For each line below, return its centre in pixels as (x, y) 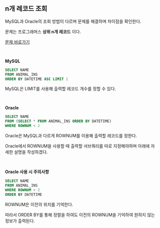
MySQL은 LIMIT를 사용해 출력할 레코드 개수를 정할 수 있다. (61, 89)
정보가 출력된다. (20, 221)
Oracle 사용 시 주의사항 (27, 172)
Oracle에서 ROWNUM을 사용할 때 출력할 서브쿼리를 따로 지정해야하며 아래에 (77, 146)
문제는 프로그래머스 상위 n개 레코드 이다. (43, 32)
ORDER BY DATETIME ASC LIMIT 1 (37, 79)
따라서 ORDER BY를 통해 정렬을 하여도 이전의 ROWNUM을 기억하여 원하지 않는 (80, 214)
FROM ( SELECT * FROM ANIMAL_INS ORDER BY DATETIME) (58, 121)
